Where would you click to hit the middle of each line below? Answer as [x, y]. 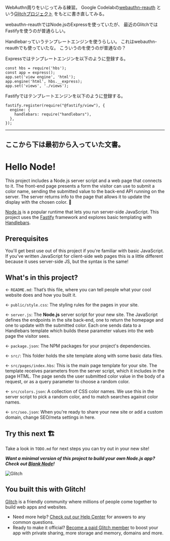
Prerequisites [27, 238]
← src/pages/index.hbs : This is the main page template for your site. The [81, 365]
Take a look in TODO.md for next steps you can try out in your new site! [77, 448]
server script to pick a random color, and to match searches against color [82, 396]
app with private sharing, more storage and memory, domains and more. [88, 533]
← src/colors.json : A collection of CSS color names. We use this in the [80, 391]
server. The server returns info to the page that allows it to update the [78, 197]
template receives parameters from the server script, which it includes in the [85, 371]
